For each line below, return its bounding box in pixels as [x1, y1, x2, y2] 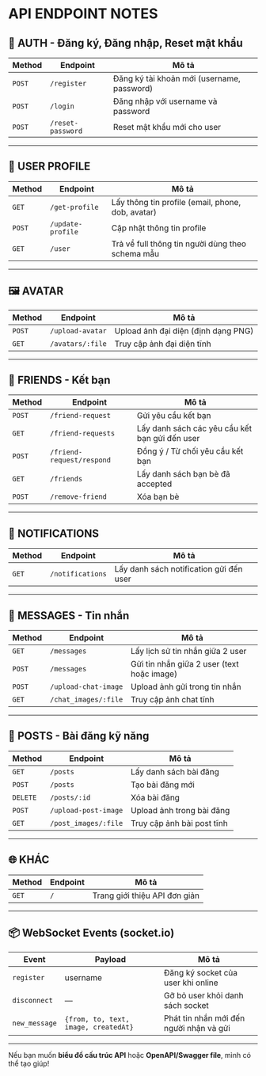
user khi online [163, 977, 219, 988]
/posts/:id [50, 793, 91, 802]
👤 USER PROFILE [8, 160, 91, 173]
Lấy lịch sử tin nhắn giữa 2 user [130, 646, 247, 657]
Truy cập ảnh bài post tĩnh [130, 817, 228, 828]
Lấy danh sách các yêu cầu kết [137, 423, 252, 434]
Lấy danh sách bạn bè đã [137, 469, 231, 480]
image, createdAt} [64, 1022, 135, 1032]
